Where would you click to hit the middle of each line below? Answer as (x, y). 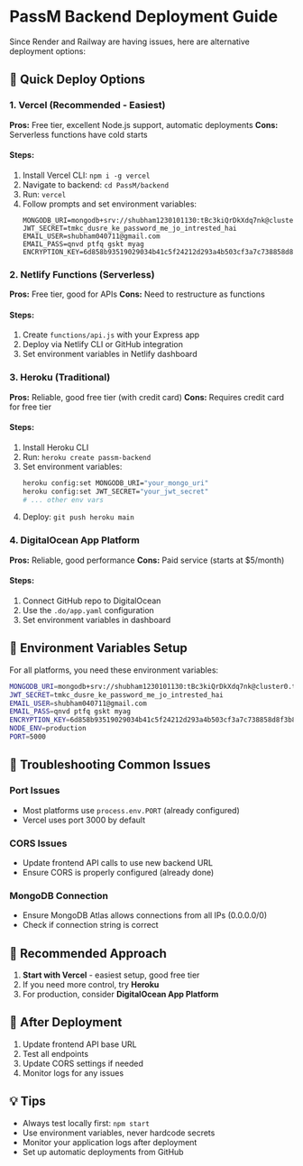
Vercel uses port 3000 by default (84, 820)
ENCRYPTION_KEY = (40, 720)
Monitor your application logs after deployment (110, 1142)
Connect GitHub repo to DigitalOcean (92, 601)
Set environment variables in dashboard (96, 620)
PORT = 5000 (28, 737)
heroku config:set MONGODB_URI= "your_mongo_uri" (115, 483)
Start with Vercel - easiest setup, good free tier (111, 975)
